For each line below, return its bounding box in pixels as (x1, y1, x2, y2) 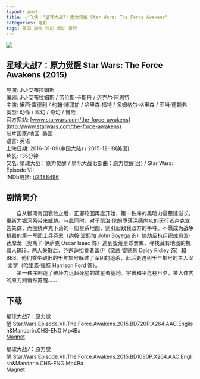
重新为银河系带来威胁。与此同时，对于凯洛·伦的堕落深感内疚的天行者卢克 (6, 217, 186, 224)
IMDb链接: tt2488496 (6, 173, 60, 181)
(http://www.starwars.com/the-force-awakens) (6, 123, 122, 130)
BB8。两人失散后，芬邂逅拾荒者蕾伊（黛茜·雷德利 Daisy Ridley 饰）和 (16, 247, 186, 254)
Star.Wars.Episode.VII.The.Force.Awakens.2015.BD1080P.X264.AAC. (12, 353, 181, 360)
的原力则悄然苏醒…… (6, 277, 58, 284)
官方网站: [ (6, 116, 33, 123)
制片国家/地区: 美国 (6, 130, 54, 137)
